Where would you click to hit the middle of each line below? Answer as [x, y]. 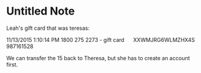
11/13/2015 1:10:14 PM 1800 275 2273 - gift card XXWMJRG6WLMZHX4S [101, 40]
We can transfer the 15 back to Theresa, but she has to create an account [98, 58]
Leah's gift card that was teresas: [48, 28]
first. [12, 64]
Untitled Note [40, 11]
